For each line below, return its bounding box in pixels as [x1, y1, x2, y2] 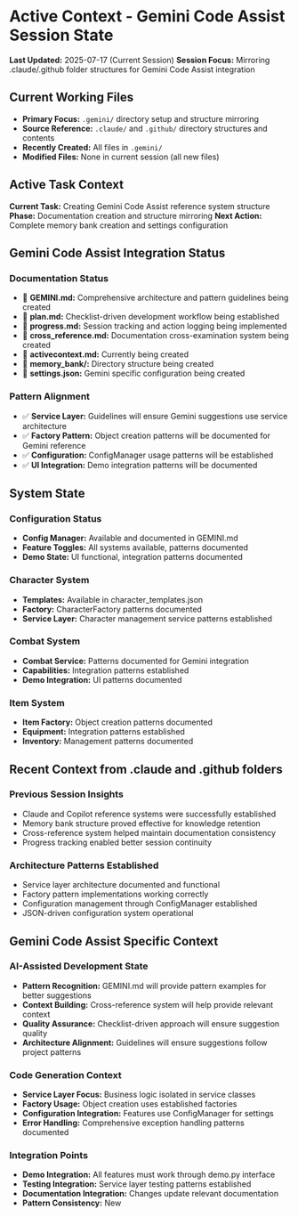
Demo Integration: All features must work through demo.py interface [21, 1169, 276, 1180]
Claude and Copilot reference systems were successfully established [21, 808, 277, 819]
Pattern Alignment [9, 390, 91, 402]
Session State [9, 25, 114, 45]
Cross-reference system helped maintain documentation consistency [21, 827, 277, 838]
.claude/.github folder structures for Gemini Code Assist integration [9, 64, 255, 75]
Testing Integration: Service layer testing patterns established [21, 1179, 252, 1189]
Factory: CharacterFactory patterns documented [21, 604, 203, 614]
